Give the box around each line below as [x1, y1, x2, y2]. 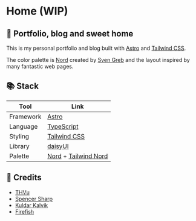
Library [9, 141, 30, 150]
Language [9, 122, 38, 131]
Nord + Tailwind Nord [47, 152, 108, 160]
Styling [9, 132, 29, 140]
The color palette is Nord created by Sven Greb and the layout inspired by [6, 56, 191, 63]
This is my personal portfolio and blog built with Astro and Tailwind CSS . [6, 44, 186, 52]
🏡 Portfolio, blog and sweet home [6, 29, 134, 39]
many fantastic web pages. [6, 63, 74, 70]
